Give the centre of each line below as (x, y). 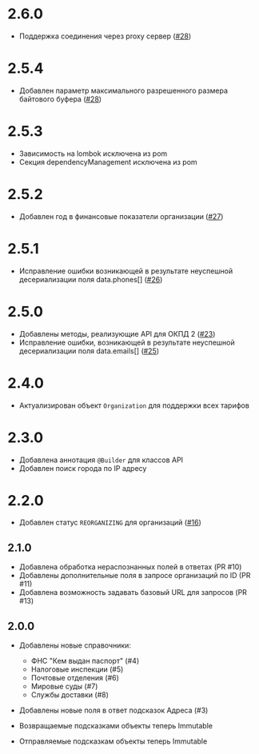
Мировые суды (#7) (64, 686)
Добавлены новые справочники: (75, 645)
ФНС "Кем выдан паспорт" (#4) (85, 661)
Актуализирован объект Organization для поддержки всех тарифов (134, 405)
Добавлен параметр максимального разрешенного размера (124, 90)
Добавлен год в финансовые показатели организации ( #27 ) (121, 216)
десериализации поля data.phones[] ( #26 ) (91, 279)
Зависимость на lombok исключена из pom (93, 154)
